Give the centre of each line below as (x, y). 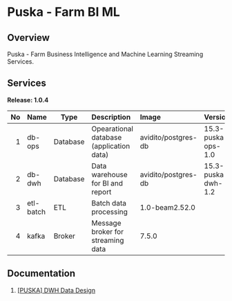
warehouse (109, 174)
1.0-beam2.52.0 (167, 207)
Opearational (112, 129)
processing (109, 212)
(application (111, 146)
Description (111, 117)
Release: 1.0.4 (28, 100)
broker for (108, 231)
